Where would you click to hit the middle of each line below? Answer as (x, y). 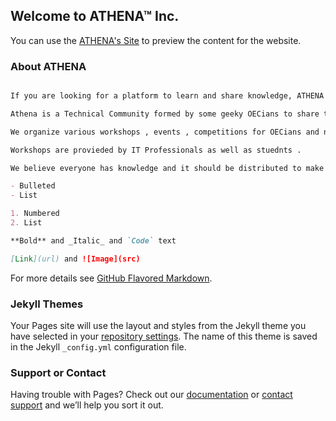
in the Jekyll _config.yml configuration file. (98, 347)
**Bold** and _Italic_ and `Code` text (93, 240)
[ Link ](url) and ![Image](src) (75, 259)
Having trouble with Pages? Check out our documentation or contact (151, 395)
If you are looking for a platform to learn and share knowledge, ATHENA (167, 96)
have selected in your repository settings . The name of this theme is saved (164, 336)
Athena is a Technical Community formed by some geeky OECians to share (165, 114)
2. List (26, 223)
